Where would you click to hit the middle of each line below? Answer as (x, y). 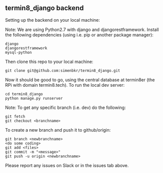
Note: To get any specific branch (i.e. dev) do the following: (65, 107)
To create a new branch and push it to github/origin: (58, 130)
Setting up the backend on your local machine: (53, 20)
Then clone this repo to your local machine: (49, 62)
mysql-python (19, 52)
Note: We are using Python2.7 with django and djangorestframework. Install (82, 30)
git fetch (15, 116)
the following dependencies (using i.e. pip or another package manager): (79, 35)
